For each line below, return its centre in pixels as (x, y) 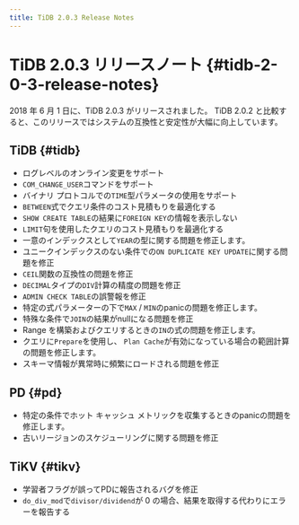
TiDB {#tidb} (45, 150)
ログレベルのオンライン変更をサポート (93, 173)
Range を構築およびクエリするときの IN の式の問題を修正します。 (141, 330)
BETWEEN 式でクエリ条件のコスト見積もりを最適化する (119, 206)
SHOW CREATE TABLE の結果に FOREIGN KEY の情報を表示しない (130, 218)
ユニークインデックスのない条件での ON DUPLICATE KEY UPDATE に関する (151, 251)
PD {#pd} (36, 393)
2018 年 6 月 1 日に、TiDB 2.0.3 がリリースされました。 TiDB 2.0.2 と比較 (144, 110)
